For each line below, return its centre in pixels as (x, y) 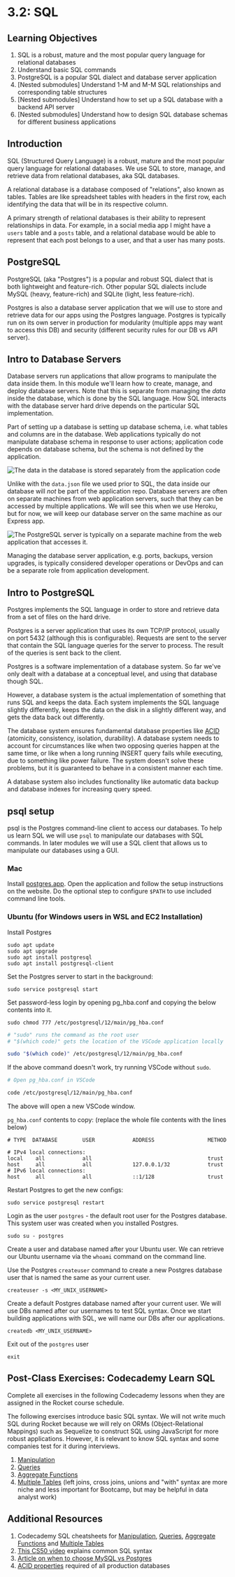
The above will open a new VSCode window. (71, 1106)
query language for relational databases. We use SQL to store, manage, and (116, 168)
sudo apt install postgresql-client (60, 963)
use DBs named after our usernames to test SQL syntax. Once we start (109, 1311)
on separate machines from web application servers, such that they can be (115, 499)
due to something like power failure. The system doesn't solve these (106, 760)
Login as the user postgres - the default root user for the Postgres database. (117, 1216)
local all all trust (115, 1159)
